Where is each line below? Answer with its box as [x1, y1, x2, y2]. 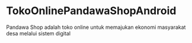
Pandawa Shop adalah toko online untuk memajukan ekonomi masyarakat [6, 24, 186, 31]
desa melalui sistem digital [6, 29, 71, 37]
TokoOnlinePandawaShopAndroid [6, 4, 177, 18]
